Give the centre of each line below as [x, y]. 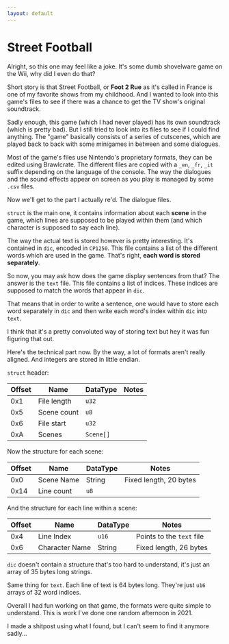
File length [55, 401]
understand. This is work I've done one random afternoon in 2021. [100, 612]
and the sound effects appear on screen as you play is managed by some [110, 179]
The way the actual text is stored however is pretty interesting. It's [100, 240]
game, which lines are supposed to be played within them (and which [105, 220]
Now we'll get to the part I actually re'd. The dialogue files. [89, 199]
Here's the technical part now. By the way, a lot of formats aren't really [106, 352]
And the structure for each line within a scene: [72, 508]
